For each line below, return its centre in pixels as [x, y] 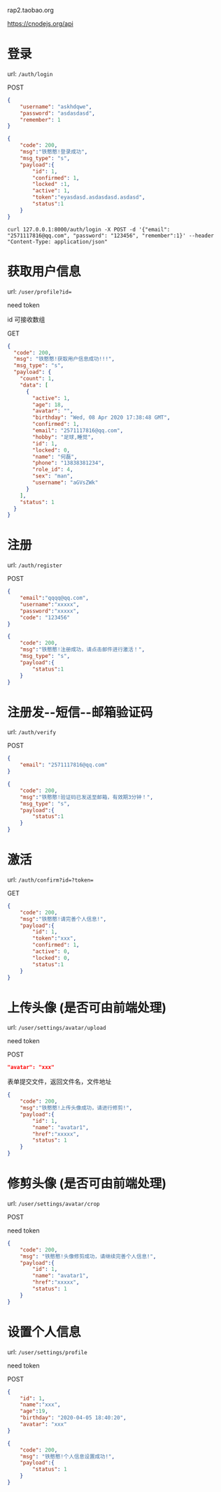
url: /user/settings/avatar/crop [54, 1203]
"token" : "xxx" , [55, 939]
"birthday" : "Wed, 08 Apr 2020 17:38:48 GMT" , [101, 418]
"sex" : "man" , [53, 476]
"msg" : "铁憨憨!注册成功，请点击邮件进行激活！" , [83, 650]
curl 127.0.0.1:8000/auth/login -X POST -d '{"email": [89, 229]
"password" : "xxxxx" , [50, 611]
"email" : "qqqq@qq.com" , [55, 598]
